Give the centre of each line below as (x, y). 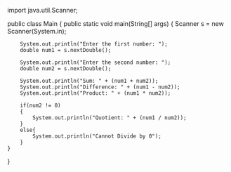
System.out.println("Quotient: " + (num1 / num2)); (110, 118)
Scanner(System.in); (37, 31)
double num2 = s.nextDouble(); (66, 69)
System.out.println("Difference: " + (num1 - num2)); (100, 87)
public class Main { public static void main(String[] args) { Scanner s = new (116, 24)
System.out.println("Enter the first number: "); (94, 44)
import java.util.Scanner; (43, 10)
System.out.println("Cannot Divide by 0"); (97, 136)
